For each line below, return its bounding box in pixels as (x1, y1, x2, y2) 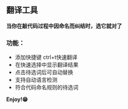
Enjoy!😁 (6, 96, 28, 103)
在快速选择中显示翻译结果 (14, 61, 79, 69)
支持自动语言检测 (14, 76, 58, 84)
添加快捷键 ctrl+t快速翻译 (14, 54, 78, 61)
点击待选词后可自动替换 (14, 69, 73, 76)
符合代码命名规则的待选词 (14, 84, 79, 91)
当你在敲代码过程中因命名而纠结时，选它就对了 (6, 22, 122, 30)
